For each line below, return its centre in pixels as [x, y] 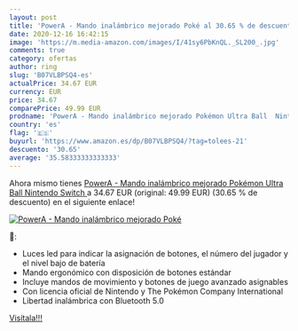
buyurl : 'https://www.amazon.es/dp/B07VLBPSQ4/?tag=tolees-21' [129, 141]
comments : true [37, 51]
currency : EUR [35, 91]
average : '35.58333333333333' [65, 158]
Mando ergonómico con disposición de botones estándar [127, 272]
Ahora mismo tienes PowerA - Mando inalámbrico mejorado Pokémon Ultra [146, 183]
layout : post [33, 17]
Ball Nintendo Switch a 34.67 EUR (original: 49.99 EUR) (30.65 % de [133, 193]
